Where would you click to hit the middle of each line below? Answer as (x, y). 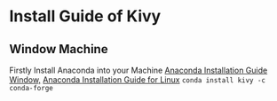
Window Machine (59, 49)
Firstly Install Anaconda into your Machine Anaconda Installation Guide (138, 70)
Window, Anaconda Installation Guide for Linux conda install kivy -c (138, 80)
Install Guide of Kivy (85, 16)
